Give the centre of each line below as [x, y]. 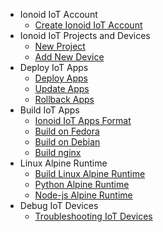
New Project [60, 46]
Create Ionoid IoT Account [88, 25]
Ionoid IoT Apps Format [83, 120]
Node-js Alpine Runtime [83, 195]
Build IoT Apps [49, 110]
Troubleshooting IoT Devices [93, 216]
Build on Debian [67, 142]
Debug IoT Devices [59, 205]
